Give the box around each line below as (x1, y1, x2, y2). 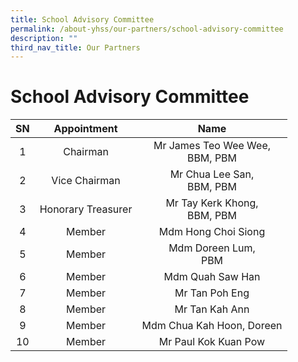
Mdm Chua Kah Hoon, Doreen (141, 319, 283, 333)
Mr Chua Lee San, (169, 167, 255, 181)
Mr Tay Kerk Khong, (165, 196, 259, 210)
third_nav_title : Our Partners (10, 42, 141, 53)
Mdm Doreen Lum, (168, 241, 256, 255)
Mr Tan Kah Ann (174, 302, 250, 316)
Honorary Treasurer (39, 202, 133, 216)
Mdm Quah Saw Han (163, 270, 261, 284)
